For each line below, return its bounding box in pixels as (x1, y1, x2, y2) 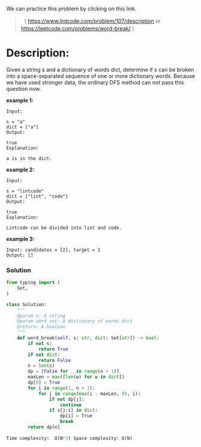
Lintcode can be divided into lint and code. (6, 225, 122, 231)
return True (38, 346, 68, 352)
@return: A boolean (17, 324, 66, 330)
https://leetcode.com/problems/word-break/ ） (20, 25, 138, 32)
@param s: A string (17, 313, 66, 319)
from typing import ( (6, 280, 61, 286)
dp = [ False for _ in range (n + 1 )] (28, 369, 119, 374)
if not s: (28, 340, 52, 346)
